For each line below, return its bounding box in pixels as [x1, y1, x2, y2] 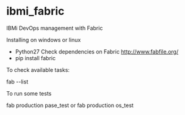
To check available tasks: [6, 66, 70, 74]
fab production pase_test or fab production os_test [6, 102, 134, 109]
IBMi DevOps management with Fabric [6, 24, 103, 32]
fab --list [6, 78, 29, 85]
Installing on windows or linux [6, 36, 81, 43]
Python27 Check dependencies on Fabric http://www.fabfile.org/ [15, 47, 179, 55]
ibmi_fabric [6, 4, 65, 18]
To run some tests [6, 89, 52, 97]
